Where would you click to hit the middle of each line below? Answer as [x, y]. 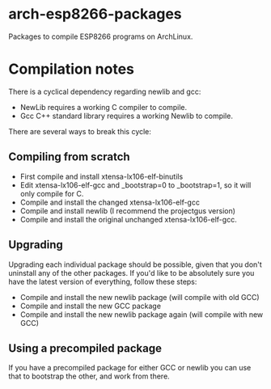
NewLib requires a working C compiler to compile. [104, 107]
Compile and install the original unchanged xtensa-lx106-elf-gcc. [128, 219]
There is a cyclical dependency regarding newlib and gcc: [105, 91]
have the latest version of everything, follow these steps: [103, 281]
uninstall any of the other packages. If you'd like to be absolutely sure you [131, 273]
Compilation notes [72, 69]
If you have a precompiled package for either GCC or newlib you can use [130, 368]
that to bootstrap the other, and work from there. [89, 376]
